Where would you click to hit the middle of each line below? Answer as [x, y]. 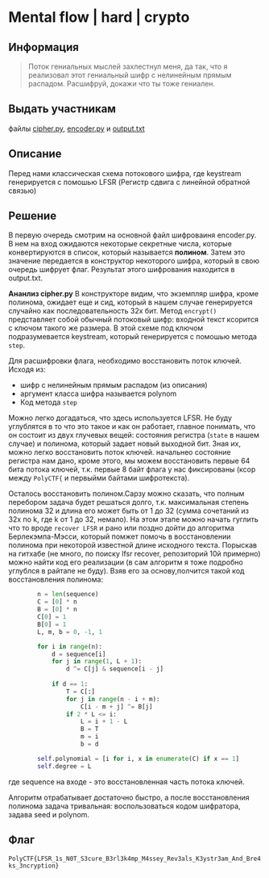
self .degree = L [64, 766]
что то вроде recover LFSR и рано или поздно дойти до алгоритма [122, 528]
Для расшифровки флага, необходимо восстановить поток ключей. [125, 361]
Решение [33, 216]
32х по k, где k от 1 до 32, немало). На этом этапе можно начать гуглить [134, 519]
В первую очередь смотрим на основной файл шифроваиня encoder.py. [132, 235]
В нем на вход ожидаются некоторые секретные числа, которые [120, 244]
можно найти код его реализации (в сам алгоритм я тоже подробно [126, 562]
